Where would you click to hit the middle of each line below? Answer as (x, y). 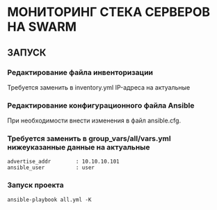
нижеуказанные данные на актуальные (79, 147)
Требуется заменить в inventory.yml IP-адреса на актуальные (99, 87)
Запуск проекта (35, 185)
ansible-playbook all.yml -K (49, 200)
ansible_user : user (51, 168)
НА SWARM (42, 27)
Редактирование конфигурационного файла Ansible (101, 105)
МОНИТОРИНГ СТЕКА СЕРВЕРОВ (109, 12)
